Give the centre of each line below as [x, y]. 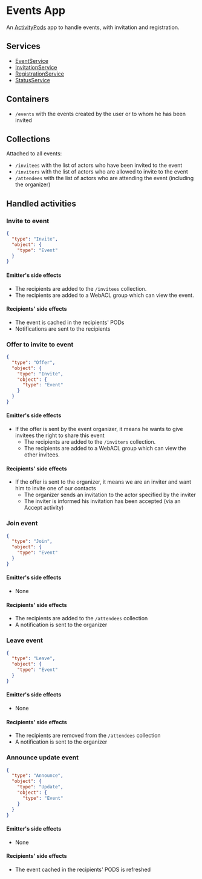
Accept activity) [44, 508]
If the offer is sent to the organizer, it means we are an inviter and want [103, 482]
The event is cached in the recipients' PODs [70, 322]
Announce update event [42, 757]
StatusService [32, 80]
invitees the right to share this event [60, 435]
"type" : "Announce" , [37, 776]
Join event [22, 524]
